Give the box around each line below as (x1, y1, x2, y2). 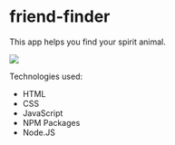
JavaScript (22, 107, 63, 119)
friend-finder (9, 6, 111, 27)
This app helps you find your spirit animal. (9, 36, 166, 47)
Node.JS (22, 127, 56, 138)
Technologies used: (9, 71, 83, 82)
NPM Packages (22, 117, 81, 128)
